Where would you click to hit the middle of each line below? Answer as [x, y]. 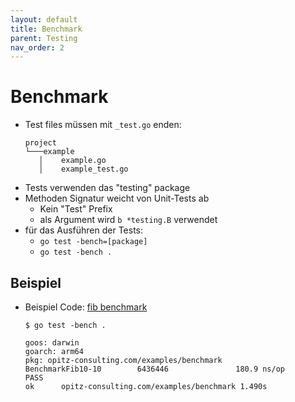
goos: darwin [52, 343]
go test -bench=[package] [93, 242]
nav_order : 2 [37, 47]
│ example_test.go [83, 169]
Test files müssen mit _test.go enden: [103, 125]
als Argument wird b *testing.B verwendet [128, 220]
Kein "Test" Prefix [76, 209]
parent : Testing [44, 38]
